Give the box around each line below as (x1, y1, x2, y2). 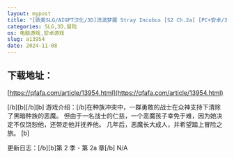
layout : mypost (7, 10, 52, 17)
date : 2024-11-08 (7, 42, 58, 49)
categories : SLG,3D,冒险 (7, 23, 77, 30)
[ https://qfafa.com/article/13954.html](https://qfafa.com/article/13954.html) (7, 88, 224, 97)
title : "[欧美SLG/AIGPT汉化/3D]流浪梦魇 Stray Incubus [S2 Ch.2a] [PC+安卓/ (7, 17, 225, 24)
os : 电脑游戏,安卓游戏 (7, 29, 65, 37)
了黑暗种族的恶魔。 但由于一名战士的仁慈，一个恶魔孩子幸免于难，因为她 (7, 112, 217, 120)
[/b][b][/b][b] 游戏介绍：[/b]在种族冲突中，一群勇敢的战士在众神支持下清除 (7, 103, 221, 111)
